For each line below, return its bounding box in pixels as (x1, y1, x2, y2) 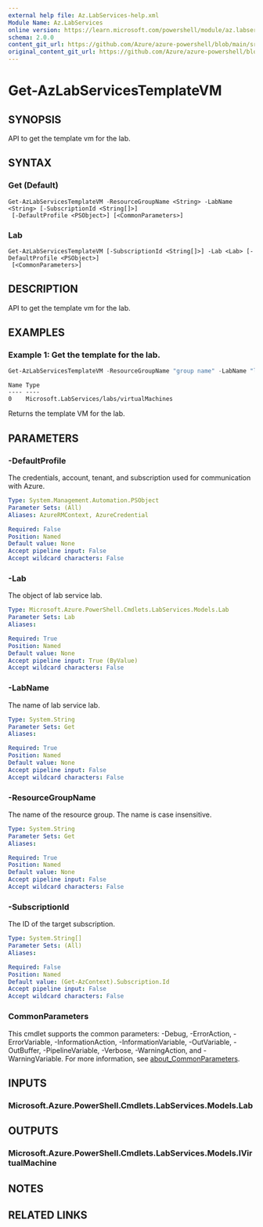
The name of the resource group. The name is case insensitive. (8, 810, 212, 819)
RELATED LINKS (8, 1208, 88, 1222)
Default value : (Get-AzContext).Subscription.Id (8, 978, 170, 985)
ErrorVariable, (8, 1037, 53, 1047)
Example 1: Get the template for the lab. (8, 350, 160, 361)
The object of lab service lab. (8, 591, 103, 600)
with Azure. (8, 482, 45, 491)
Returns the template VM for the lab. (8, 409, 125, 418)
